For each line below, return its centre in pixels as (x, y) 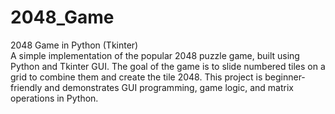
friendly (26, 87)
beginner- (285, 77)
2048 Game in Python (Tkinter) (74, 45)
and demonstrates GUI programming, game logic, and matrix (169, 87)
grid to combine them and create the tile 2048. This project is (136, 77)
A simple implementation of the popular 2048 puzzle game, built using (155, 55)
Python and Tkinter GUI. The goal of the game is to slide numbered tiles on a (168, 66)
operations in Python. (54, 98)
